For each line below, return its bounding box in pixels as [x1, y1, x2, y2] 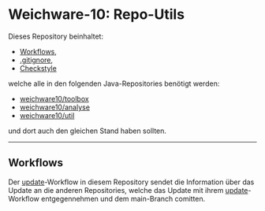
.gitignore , [19, 55, 54, 65]
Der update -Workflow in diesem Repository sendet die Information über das [8, 177, 255, 187]
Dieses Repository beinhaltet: [8, 31, 104, 41]
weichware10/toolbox [19, 94, 89, 103]
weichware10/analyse [19, 102, 91, 112]
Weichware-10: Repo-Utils [8, 6, 185, 24]
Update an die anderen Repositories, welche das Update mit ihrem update [8, 185, 248, 194]
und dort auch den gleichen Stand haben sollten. [8, 126, 167, 135]
